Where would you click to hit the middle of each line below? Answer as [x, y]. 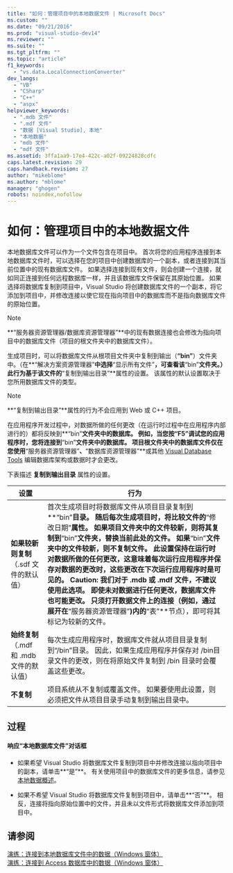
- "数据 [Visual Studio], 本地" [58, 130]
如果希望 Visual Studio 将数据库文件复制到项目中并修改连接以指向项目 [116, 762]
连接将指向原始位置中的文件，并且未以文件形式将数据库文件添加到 [124, 803]
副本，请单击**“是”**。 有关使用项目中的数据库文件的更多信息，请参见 [124, 771]
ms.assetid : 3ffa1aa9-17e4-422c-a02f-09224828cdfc [82, 156]
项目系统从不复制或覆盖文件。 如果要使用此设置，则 [132, 689]
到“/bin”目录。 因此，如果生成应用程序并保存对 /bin [130, 650]
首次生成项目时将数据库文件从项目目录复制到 [120, 507]
